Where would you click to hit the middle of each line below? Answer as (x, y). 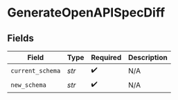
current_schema (36, 71)
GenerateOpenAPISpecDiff (86, 13)
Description (148, 58)
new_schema (28, 85)
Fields (21, 38)
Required (106, 58)
